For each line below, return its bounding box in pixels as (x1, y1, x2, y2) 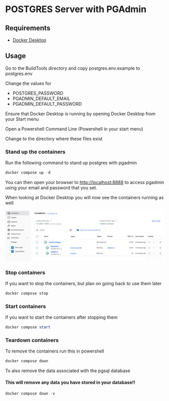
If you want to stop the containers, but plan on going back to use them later (5, 280, 162, 286)
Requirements (5, 24, 50, 32)
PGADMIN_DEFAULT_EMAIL (12, 95, 71, 102)
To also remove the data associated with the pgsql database (5, 368, 130, 374)
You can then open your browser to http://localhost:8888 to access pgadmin (5, 179, 164, 185)
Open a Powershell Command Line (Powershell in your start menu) (5, 125, 144, 132)
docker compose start (5, 325, 51, 330)
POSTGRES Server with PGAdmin (5, 4, 147, 15)
